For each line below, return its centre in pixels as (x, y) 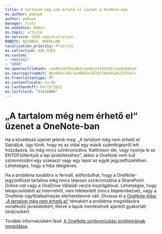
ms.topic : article (24, 32)
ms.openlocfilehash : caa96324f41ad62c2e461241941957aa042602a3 (71, 69)
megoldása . (17, 226)
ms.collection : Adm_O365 (30, 50)
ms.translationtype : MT (29, 78)
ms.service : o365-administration (39, 37)
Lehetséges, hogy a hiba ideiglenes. (42, 166)
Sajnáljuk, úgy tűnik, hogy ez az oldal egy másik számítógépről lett (72, 145)
